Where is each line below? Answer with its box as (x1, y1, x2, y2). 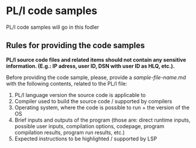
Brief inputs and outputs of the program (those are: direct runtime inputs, (14, 116, 191, 123)
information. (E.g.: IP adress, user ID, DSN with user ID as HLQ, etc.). (6, 62, 175, 69)
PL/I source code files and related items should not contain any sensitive (6, 56, 186, 63)
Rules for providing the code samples (6, 41, 145, 51)
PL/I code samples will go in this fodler (6, 23, 99, 31)
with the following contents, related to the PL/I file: (6, 80, 128, 87)
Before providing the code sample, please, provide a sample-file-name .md (6, 73, 186, 80)
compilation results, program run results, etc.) (14, 129, 125, 136)
